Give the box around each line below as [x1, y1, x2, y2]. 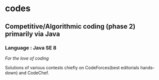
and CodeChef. [18, 70, 49, 76]
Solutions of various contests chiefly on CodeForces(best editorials [5, 64, 140, 70]
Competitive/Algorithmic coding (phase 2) [5, 22, 136, 31]
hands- [140, 64, 155, 70]
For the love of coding [5, 55, 49, 61]
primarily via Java [5, 30, 60, 38]
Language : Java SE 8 [5, 44, 57, 51]
